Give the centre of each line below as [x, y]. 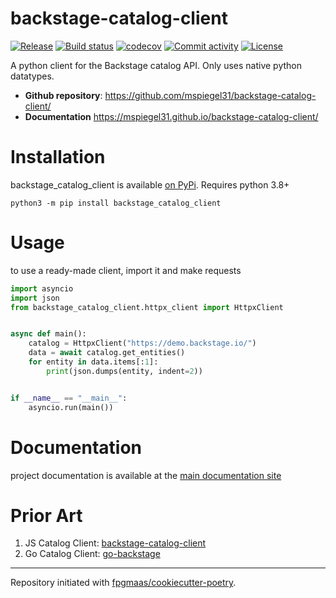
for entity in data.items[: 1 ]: [93, 362]
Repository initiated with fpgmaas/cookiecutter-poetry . [123, 583]
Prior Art [46, 515]
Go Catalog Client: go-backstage [92, 554]
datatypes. [32, 76]
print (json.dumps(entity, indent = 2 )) [124, 371]
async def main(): [48, 334]
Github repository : [63, 95]
